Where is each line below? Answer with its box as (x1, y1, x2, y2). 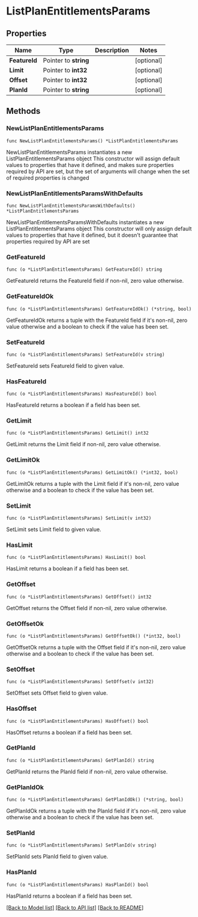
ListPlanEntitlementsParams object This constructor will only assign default (6, 225, 192, 232)
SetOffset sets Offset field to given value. (6, 689, 108, 697)
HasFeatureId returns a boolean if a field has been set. (6, 402, 141, 409)
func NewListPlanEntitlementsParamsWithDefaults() (6, 203, 136, 209)
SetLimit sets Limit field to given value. (6, 526, 101, 533)
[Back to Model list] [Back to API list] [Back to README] (6, 904, 144, 911)
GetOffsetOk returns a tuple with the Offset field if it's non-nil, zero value (6, 643, 186, 651)
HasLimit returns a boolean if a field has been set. (6, 565, 129, 572)
